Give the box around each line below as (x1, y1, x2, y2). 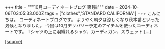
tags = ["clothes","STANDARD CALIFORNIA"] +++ (45, 10, 147, 16)
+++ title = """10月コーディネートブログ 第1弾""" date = (5, 4, 118, 10)
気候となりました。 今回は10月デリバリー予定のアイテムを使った (5, 23, 137, 28)
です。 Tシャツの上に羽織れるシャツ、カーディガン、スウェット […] (13, 29, 151, 34)
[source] (5, 39, 23, 44)
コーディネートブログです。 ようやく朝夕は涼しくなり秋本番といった (19, 17, 160, 22)
